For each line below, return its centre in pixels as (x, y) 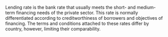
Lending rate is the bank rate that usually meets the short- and (71, 7)
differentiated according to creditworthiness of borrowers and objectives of (84, 18)
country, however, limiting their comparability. (53, 29)
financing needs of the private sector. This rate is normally (77, 13)
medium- (146, 7)
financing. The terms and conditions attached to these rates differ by (77, 23)
